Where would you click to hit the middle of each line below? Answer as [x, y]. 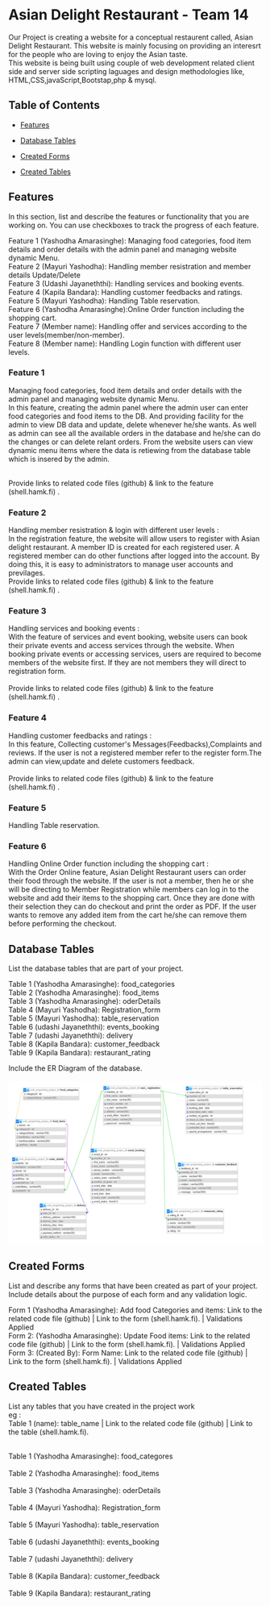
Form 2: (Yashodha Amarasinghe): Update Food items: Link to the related [129, 1335]
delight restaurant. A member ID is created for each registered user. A [124, 547]
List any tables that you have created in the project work [102, 1406]
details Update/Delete [44, 275]
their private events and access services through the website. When [122, 646]
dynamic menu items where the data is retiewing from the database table [130, 450]
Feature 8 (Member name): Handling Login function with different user [125, 343]
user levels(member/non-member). [66, 335]
